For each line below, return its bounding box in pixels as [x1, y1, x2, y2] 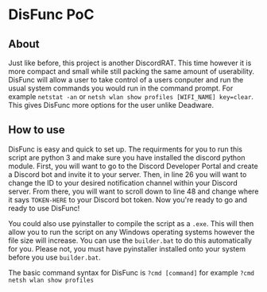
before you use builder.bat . [8, 252, 101, 262]
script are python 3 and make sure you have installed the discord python [8, 152, 246, 162]
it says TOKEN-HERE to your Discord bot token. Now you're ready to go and [8, 194, 248, 204]
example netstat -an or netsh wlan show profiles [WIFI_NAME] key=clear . [8, 92, 254, 101]
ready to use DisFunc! [8, 203, 80, 213]
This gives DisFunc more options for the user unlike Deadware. [8, 101, 215, 109]
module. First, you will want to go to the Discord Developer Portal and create [8, 161, 258, 171]
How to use [8, 123, 65, 136]
